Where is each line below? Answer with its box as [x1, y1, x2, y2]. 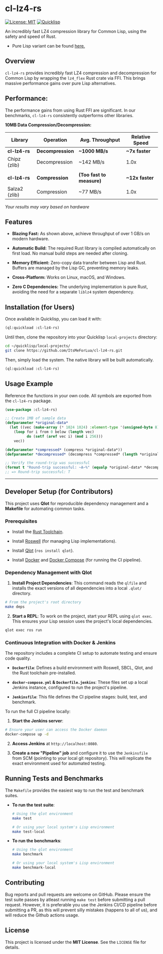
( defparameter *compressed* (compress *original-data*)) [5, 447, 123, 452]
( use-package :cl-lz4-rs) [5, 407, 57, 412]
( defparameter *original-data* [5, 421, 68, 426]
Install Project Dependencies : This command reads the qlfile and [12, 580, 147, 586]
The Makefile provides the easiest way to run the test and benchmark [5, 787, 144, 793]
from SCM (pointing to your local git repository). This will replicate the [12, 755, 152, 761]
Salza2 [7, 185, 23, 192]
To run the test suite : [12, 802, 55, 808]
